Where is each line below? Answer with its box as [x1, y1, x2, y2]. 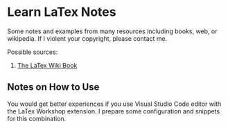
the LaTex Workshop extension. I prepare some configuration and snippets [7, 107, 220, 115]
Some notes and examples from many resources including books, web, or [7, 27, 218, 35]
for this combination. [7, 114, 67, 122]
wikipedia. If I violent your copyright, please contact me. [7, 34, 168, 42]
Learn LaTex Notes [7, 4, 116, 20]
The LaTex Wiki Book [17, 61, 78, 69]
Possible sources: [7, 48, 58, 56]
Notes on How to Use [7, 81, 100, 93]
